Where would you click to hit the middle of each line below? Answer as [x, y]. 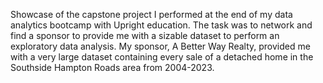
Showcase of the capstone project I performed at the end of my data [151, 14]
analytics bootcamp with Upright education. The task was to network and [161, 25]
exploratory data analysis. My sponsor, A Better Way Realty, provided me [160, 46]
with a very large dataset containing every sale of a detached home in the [162, 57]
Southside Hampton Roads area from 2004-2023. [112, 67]
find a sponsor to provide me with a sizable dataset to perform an [145, 35]
